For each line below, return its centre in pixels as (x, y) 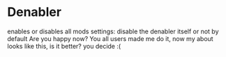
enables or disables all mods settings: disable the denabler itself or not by (113, 31)
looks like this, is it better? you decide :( (64, 46)
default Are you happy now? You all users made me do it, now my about (111, 38)
